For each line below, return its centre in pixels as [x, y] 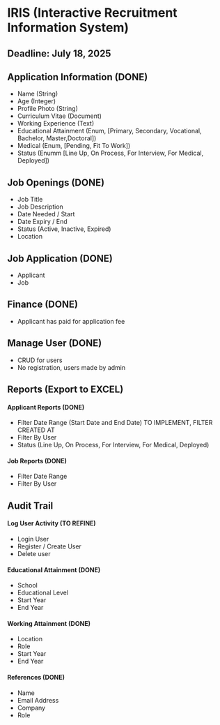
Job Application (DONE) [60, 259]
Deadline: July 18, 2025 [59, 53]
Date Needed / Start [46, 214]
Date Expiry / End [42, 222]
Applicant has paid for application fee [71, 321]
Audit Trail [30, 506]
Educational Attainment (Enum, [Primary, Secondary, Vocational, [109, 131]
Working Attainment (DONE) [49, 623]
